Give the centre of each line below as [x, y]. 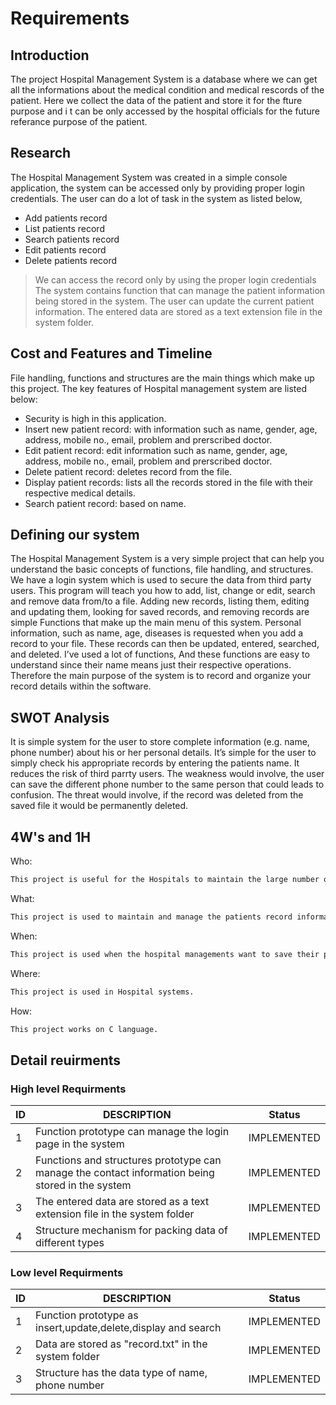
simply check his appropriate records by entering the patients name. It [155, 763]
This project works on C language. [84, 1029]
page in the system [80, 1144]
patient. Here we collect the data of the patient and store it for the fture [156, 100]
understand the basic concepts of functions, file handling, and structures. [162, 569]
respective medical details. [80, 493]
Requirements [70, 18]
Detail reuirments [66, 1060]
